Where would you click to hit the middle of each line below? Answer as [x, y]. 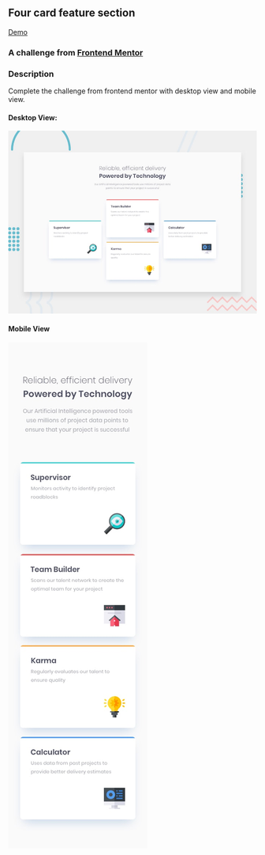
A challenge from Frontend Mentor [76, 52]
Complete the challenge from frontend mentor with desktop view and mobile [132, 91]
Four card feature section [72, 13]
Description [31, 74]
